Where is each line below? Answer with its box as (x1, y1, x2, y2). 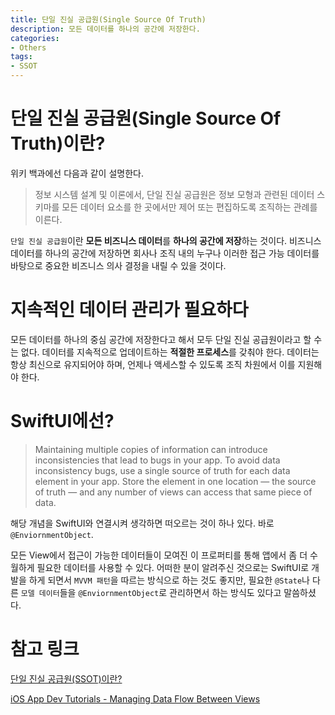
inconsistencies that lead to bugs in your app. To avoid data (34, 454, 281, 466)
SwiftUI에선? (10, 410, 115, 433)
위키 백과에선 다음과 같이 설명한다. (10, 167, 144, 179)
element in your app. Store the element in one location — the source (34, 475, 317, 487)
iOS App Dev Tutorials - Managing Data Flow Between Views (10, 692, 261, 705)
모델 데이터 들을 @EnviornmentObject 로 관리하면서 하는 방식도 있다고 (20, 586, 282, 598)
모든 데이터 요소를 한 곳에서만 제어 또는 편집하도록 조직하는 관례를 (61, 201, 318, 213)
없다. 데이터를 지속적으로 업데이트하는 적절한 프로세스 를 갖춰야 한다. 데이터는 (20, 346, 320, 358)
